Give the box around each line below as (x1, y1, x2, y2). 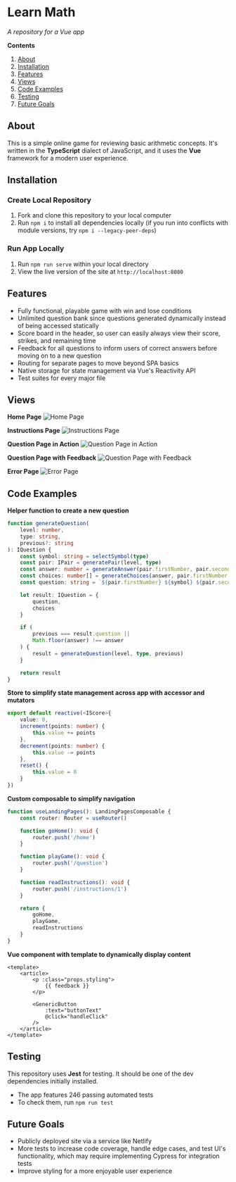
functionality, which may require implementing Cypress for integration (17, 1152, 220, 1160)
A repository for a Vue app (7, 27, 85, 36)
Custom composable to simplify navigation (7, 794, 136, 803)
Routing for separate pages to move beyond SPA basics (17, 358, 179, 367)
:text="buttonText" (44, 1007, 102, 1014)
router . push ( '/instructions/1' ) (32, 885, 128, 893)
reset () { (20, 762, 49, 769)
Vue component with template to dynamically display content (7, 950, 191, 958)
